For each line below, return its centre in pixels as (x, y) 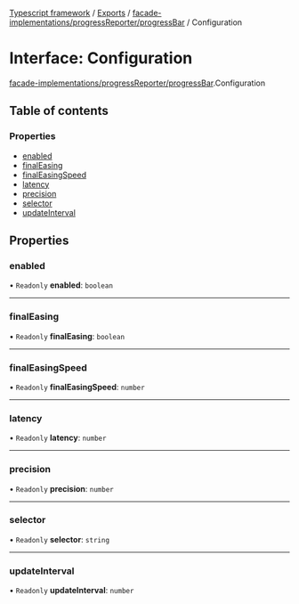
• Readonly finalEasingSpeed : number (77, 387)
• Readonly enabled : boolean (61, 285)
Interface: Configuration (101, 58)
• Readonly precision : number (61, 488)
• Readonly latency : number (58, 438)
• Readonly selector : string (59, 539)
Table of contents (59, 111)
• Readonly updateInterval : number (72, 591)
